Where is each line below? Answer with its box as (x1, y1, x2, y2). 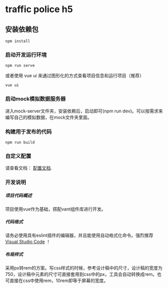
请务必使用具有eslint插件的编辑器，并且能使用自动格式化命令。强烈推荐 (5, 232, 154, 238)
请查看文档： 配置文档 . (5, 165, 52, 171)
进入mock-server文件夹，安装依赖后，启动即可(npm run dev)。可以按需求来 (5, 108, 163, 114)
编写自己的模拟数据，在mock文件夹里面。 (5, 114, 92, 120)
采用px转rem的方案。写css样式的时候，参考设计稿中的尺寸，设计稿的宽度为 (5, 265, 163, 271)
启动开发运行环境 (5, 51, 47, 58)
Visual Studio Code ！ (5, 239, 51, 245)
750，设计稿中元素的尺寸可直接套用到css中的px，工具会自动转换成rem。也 (5, 271, 162, 277)
